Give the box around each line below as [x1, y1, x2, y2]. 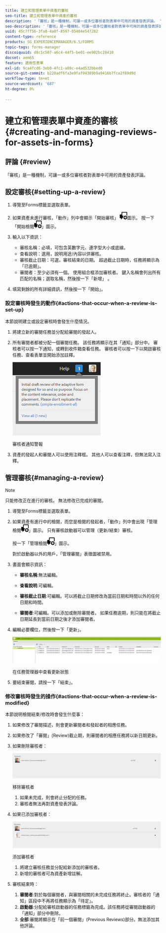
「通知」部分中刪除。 [19, 910, 63, 916]
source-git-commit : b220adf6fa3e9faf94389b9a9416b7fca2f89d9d [5, 71, 136, 76]
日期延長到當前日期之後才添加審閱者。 [19, 616, 98, 622]
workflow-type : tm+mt [5, 76, 50, 81]
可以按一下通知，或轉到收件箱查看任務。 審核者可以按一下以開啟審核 [21, 346, 161, 352]
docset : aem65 [5, 55, 35, 60]
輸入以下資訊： [12, 234, 43, 240]
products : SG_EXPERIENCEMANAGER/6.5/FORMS [5, 40, 94, 45]
